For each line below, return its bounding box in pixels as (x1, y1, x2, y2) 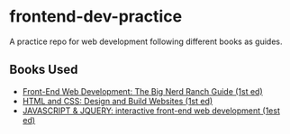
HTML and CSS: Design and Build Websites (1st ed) (22, 95, 213, 106)
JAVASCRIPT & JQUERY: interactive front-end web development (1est (22, 105, 281, 116)
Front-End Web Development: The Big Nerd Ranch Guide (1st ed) (22, 85, 263, 96)
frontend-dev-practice (9, 6, 183, 27)
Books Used (9, 62, 78, 77)
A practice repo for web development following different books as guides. (9, 36, 283, 47)
